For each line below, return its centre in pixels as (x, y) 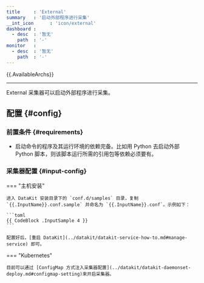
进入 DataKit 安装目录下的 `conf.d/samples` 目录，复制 (72, 198)
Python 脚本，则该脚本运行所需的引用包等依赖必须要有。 (86, 154)
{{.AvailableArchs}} (30, 74)
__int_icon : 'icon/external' (51, 23)
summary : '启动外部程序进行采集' (48, 18)
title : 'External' (36, 12)
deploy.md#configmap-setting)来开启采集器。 (60, 274)
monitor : (21, 46)
